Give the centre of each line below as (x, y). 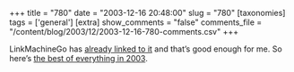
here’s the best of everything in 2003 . (78, 58)
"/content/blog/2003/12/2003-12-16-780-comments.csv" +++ (124, 32)
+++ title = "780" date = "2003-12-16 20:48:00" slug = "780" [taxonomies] (147, 13)
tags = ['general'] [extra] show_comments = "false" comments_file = (136, 22)
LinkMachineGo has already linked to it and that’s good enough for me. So (146, 49)
